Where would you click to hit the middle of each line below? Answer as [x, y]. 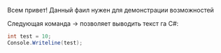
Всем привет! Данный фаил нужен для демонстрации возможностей [111, 10]
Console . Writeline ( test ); [45, 43]
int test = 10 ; [29, 36]
